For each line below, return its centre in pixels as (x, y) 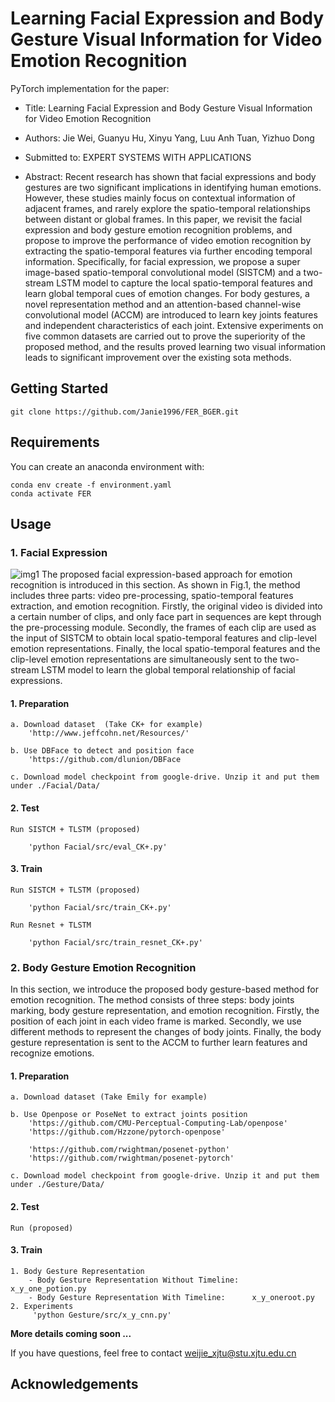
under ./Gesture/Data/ (57, 1185)
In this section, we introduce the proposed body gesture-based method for (164, 989)
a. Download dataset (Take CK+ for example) (106, 725)
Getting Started (59, 388)
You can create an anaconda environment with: (107, 466)
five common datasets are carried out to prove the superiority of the (165, 336)
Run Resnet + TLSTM (51, 925)
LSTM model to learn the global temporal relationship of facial (168, 670)
